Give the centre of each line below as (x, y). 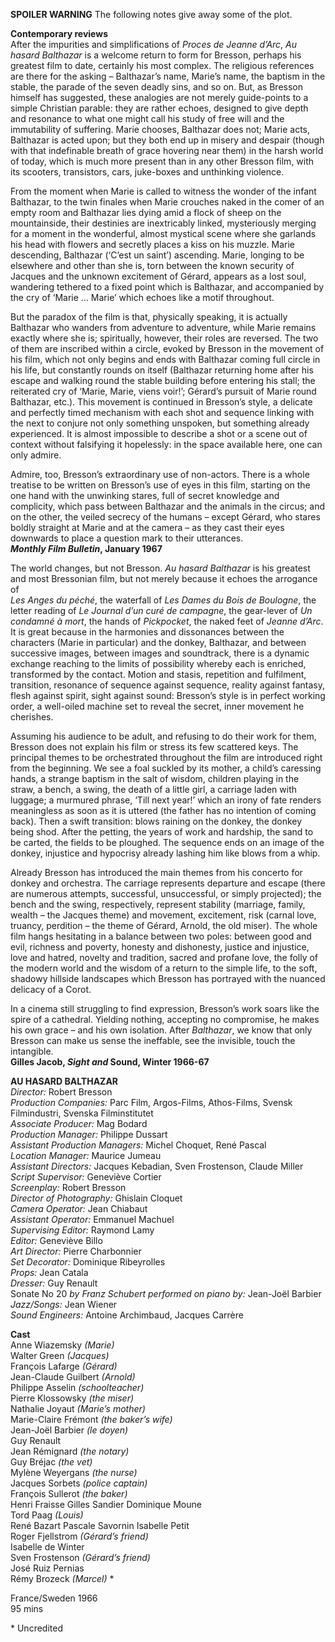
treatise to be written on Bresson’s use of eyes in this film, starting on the (160, 485)
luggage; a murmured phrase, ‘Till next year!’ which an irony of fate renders (166, 800)
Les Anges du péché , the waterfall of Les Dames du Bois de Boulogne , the (163, 600)
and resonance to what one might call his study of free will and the (147, 118)
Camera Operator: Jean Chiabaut (79, 1208)
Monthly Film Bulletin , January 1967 (86, 548)
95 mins (27, 1608)
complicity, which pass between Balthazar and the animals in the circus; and (167, 506)
